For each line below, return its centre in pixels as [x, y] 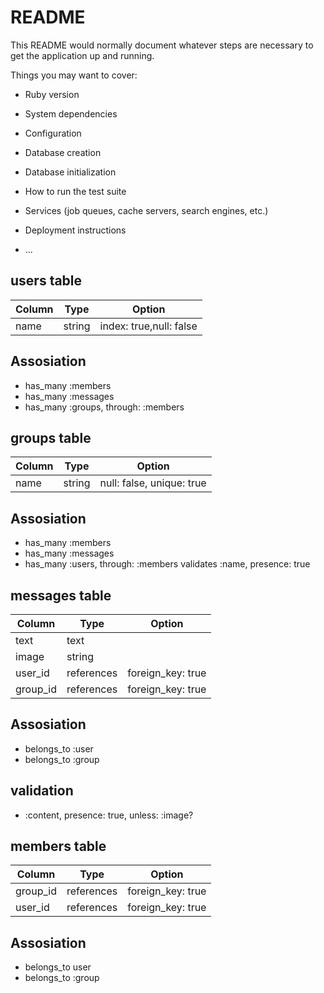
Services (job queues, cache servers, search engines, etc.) [146, 210]
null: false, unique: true [153, 483]
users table [46, 281]
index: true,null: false [148, 326]
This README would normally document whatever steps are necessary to [162, 45]
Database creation [63, 152]
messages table [61, 595]
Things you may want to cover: [74, 75]
